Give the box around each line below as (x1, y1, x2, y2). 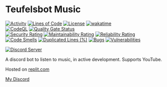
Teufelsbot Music (5, 4, 81, 15)
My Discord (5, 76, 30, 82)
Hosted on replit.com (5, 66, 50, 72)
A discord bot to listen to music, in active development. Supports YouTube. (5, 56, 162, 62)
